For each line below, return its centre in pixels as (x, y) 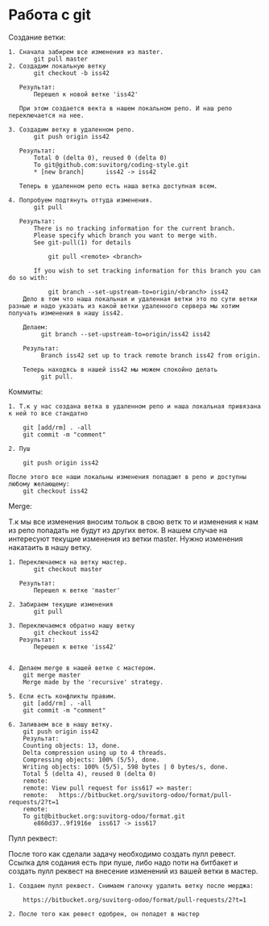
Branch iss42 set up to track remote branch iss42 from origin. (151, 355)
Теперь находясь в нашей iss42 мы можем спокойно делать (120, 369)
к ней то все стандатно (48, 413)
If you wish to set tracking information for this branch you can (147, 271)
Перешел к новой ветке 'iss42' (86, 94)
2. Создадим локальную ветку (57, 66)
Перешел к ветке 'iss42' (75, 647)
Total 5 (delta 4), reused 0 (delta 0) (90, 774)
